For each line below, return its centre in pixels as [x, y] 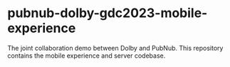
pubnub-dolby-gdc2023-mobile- [108, 13]
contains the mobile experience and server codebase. [87, 56]
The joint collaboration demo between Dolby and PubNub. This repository [115, 48]
